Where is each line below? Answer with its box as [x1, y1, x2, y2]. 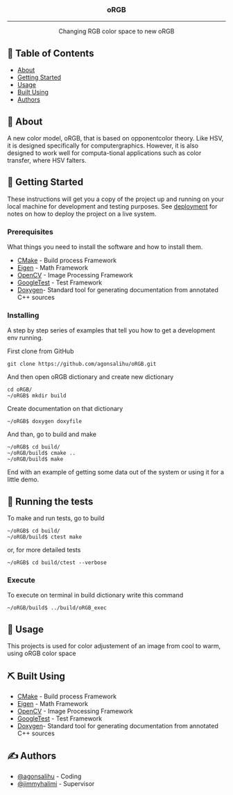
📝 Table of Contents [7, 47, 94, 59]
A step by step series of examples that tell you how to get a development [7, 326, 216, 335]
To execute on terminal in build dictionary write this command [7, 591, 184, 600]
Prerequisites [7, 227, 53, 236]
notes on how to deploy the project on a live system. [7, 209, 157, 218]
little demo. [7, 475, 40, 484]
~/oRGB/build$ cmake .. [7, 450, 76, 457]
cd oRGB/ [7, 386, 33, 394]
